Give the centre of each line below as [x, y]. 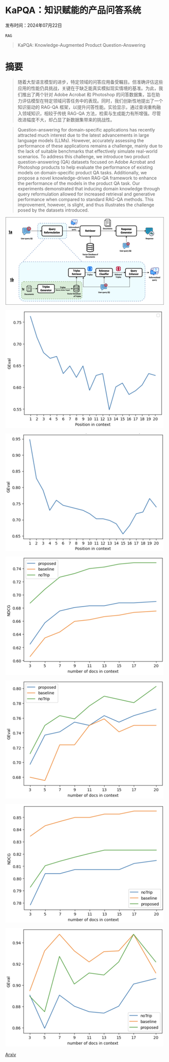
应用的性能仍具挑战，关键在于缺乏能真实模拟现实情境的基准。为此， [88, 88]
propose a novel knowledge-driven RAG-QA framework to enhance [87, 178]
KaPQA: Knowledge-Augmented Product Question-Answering [81, 45]
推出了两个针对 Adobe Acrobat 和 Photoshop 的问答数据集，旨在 [89, 94]
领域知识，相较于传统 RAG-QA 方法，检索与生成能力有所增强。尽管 [91, 113]
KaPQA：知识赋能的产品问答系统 [73, 10]
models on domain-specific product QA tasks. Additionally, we [82, 172]
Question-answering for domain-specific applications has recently [86, 129]
